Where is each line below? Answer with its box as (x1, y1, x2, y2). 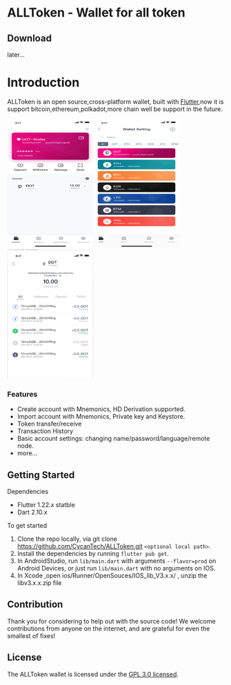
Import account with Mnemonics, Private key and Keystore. (17, 413, 185, 421)
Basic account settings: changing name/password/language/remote (17, 435, 210, 443)
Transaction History (17, 427, 74, 435)
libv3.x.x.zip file (17, 579, 62, 587)
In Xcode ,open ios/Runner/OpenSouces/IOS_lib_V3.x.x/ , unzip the (17, 571, 208, 580)
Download (7, 32, 52, 44)
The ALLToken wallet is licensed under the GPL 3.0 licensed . (7, 670, 179, 678)
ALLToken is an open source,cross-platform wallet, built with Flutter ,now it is (7, 97, 224, 106)
